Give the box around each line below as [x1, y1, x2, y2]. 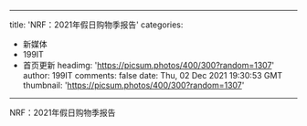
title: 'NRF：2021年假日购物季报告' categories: [9, 19, 184, 30]
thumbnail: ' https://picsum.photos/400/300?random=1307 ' [22, 79, 245, 90]
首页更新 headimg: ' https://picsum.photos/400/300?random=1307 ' [22, 60, 275, 70]
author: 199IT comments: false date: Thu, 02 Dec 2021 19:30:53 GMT [22, 70, 283, 80]
